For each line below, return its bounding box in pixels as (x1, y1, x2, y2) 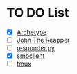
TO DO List (6, 5, 69, 21)
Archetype (16, 28, 47, 36)
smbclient (16, 52, 45, 60)
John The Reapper (16, 36, 70, 44)
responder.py (16, 44, 55, 52)
